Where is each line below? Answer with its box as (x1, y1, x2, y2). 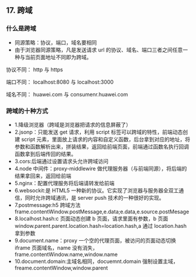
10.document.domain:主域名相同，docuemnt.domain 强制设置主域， (14, 258, 178, 265)
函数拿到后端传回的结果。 (14, 150, 77, 157)
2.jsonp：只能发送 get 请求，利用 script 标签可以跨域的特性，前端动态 (14, 128, 183, 136)
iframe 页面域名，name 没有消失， (14, 244, 98, 251)
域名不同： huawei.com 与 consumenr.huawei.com (6, 91, 128, 98)
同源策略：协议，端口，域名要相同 (14, 39, 97, 46)
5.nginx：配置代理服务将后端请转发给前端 (14, 179, 115, 186)
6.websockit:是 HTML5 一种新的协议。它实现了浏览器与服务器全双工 (14, 186, 179, 194)
